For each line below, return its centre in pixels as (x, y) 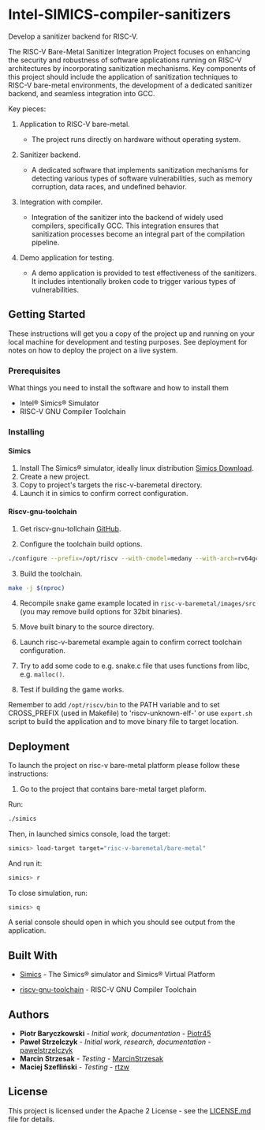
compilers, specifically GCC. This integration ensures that (125, 226)
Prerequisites (34, 371)
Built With (33, 955)
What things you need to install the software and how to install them (118, 388)
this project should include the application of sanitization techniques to (123, 76)
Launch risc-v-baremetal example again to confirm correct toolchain (131, 642)
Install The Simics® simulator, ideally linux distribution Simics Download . (136, 468)
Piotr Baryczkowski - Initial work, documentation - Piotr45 (115, 1034)
